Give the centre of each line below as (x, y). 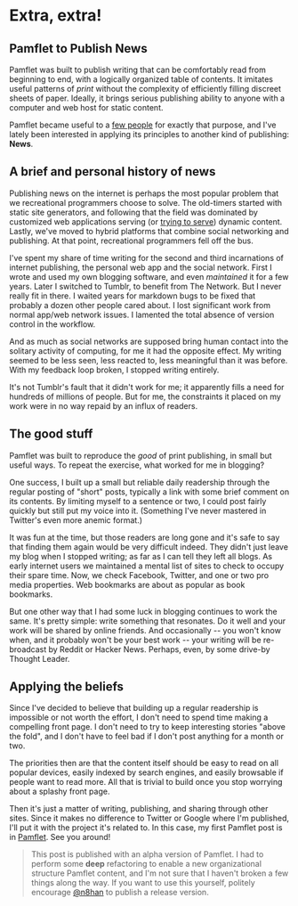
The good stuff (51, 434)
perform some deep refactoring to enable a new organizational (146, 864)
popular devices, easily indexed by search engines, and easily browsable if (146, 772)
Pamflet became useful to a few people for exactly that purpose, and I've (143, 125)
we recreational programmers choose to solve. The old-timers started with (146, 202)
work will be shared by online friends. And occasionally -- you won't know (145, 630)
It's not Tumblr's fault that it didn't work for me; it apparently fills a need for (147, 387)
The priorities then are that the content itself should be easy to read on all (144, 763)
